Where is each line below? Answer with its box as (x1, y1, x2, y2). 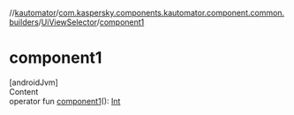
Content (9, 86, 39, 96)
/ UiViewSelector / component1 (38, 17, 145, 27)
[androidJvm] (9, 77, 59, 88)
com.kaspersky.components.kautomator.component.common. (58, 8, 285, 18)
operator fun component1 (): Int (9, 96, 121, 106)
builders (9, 17, 40, 27)
